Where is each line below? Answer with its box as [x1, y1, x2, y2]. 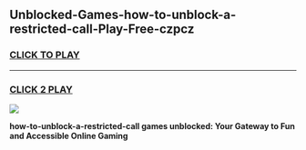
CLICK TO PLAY [9, 49, 80, 62]
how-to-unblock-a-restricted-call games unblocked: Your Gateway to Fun [9, 120, 296, 131]
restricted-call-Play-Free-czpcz [9, 22, 195, 37]
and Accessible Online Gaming [9, 130, 128, 141]
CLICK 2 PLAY [9, 83, 73, 95]
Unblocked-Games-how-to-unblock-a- [9, 7, 237, 23]
